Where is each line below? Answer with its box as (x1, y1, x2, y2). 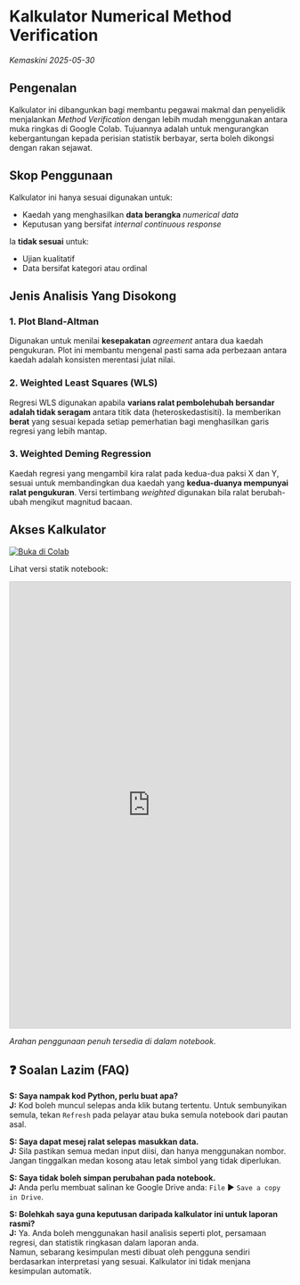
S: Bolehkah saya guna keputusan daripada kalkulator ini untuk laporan (9, 1209, 279, 1220)
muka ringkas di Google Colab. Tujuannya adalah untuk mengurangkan (9, 123, 270, 134)
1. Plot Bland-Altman (9, 315, 100, 327)
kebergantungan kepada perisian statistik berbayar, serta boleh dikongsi (9, 132, 274, 144)
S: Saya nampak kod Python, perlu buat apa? (9, 1090, 179, 1101)
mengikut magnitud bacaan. (29, 496, 133, 507)
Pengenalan (9, 80, 77, 95)
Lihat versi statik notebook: (9, 563, 109, 574)
